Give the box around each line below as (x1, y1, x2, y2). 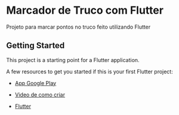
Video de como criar (14, 91, 66, 98)
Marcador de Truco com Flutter (6, 4, 164, 17)
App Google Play (14, 79, 57, 86)
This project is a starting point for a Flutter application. (6, 56, 140, 63)
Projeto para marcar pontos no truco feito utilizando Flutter (6, 23, 151, 30)
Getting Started (6, 41, 65, 51)
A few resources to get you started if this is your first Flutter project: (6, 68, 173, 75)
